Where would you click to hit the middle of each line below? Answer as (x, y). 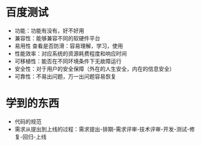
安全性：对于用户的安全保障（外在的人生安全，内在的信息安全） (94, 68)
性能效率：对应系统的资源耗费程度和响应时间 (71, 53)
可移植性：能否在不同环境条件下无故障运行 (68, 61)
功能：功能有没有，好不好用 (49, 31)
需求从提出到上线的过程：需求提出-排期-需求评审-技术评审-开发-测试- (102, 129)
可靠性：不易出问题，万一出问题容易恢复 (65, 76)
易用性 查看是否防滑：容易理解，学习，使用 (69, 46)
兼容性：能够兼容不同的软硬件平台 (57, 38)
